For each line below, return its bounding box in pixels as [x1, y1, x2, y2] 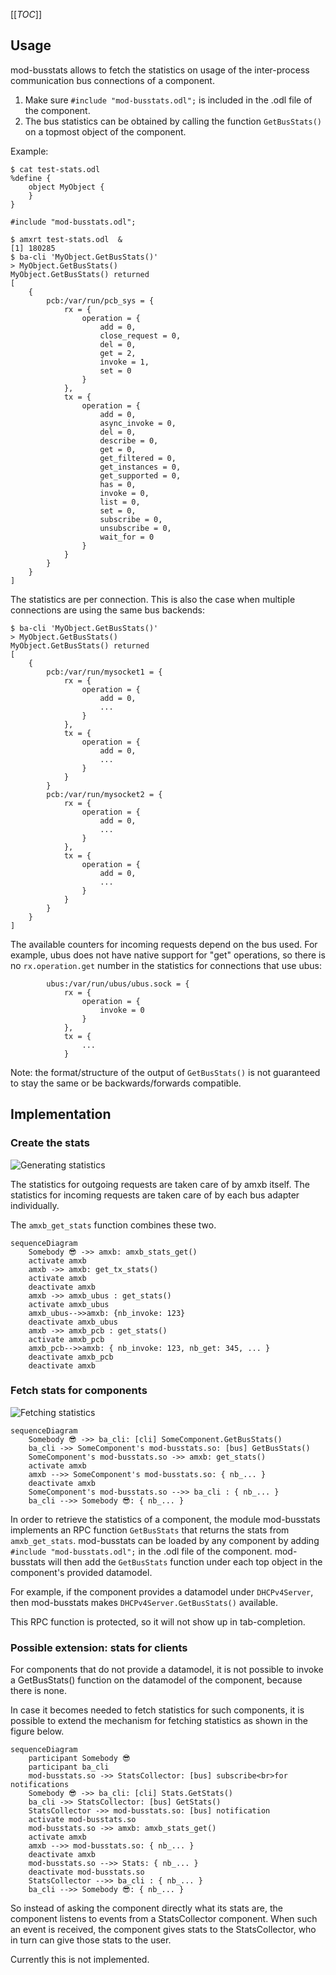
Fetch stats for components [10, 1384, 148, 1398]
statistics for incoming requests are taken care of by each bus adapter [10, 1189, 300, 1201]
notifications [10, 1780, 70, 1790]
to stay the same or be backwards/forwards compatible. [10, 1077, 242, 1089]
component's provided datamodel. [10, 1566, 153, 1578]
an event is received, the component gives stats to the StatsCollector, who [10, 1924, 317, 1936]
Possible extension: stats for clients [10, 1640, 188, 1654]
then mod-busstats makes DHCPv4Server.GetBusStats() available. [10, 1596, 278, 1608]
